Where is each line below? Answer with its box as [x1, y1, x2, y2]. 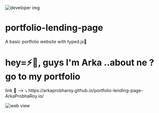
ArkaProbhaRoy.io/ [5, 93, 44, 99]
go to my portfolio [5, 71, 81, 82]
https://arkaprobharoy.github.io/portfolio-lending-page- [28, 87, 143, 93]
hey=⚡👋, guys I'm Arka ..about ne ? [5, 57, 154, 68]
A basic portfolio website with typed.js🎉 [5, 38, 87, 44]
